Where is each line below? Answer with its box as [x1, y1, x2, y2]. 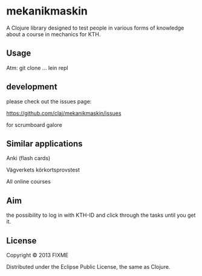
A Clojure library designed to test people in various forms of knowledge [6, 24, 184, 31]
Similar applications [6, 138, 83, 149]
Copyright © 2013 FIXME [6, 252, 68, 258]
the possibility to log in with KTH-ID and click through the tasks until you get [6, 211, 196, 219]
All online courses [6, 178, 51, 185]
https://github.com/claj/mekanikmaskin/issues [6, 109, 122, 117]
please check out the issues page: [6, 98, 92, 105]
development [6, 82, 57, 92]
